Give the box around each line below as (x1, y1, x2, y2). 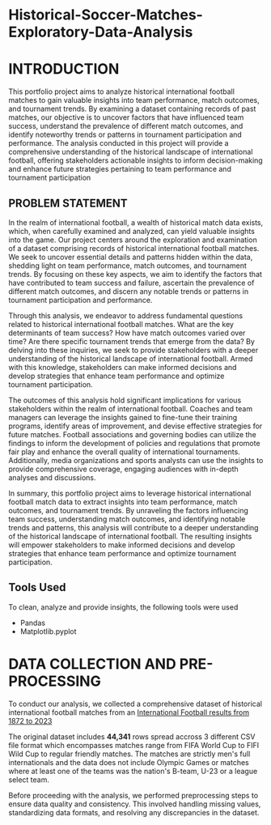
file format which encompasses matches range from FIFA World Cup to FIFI (8, 740, 260, 750)
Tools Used (8, 580, 66, 594)
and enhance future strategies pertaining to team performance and (8, 164, 232, 174)
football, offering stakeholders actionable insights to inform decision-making (8, 155, 263, 165)
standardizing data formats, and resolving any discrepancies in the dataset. (8, 807, 260, 817)
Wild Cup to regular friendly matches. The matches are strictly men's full (8, 749, 251, 759)
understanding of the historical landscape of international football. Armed (8, 354, 253, 364)
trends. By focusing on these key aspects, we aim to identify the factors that (8, 269, 263, 279)
